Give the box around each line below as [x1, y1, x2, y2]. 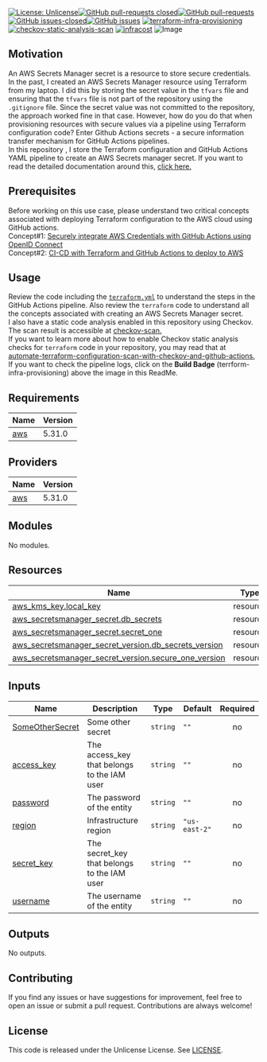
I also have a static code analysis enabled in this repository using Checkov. [8, 317, 253, 327]
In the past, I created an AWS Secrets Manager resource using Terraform [8, 76, 247, 87]
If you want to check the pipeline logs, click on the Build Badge [8, 360, 215, 369]
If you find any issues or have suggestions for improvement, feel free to [8, 993, 242, 1002]
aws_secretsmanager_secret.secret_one [12, 626, 163, 637]
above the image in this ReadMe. [71, 368, 179, 378]
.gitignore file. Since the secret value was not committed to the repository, [8, 102, 256, 111]
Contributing [8, 971, 73, 985]
